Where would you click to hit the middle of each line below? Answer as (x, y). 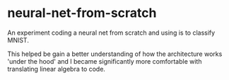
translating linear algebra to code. (57, 69)
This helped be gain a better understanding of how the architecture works (115, 54)
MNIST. (18, 40)
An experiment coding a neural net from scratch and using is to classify (111, 33)
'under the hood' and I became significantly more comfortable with (105, 61)
